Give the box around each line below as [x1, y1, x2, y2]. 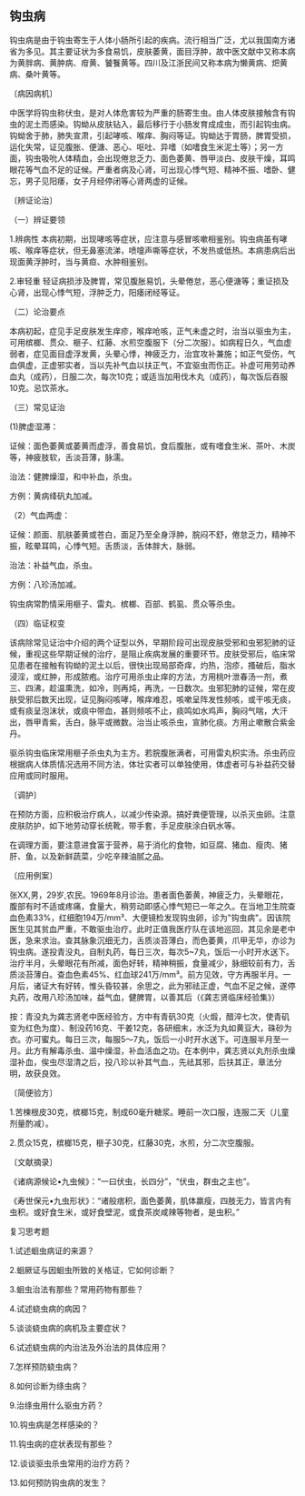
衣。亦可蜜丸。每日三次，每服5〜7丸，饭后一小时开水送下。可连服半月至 [9, 1033, 281, 1044]
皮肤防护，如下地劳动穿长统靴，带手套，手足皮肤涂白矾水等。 [9, 819, 241, 830]
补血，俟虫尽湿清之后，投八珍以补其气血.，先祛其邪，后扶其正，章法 [16, 1056, 275, 1067]
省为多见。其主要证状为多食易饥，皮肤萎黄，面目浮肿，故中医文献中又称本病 [9, 45, 296, 56]
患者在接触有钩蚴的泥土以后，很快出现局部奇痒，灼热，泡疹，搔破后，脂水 [16, 659, 296, 670]
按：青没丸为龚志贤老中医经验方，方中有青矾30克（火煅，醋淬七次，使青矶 [9, 1010, 290, 1021]
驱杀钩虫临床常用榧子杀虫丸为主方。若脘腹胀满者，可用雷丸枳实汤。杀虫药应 [9, 747, 296, 758]
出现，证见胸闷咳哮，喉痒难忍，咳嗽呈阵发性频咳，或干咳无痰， [56, 694, 296, 705]
